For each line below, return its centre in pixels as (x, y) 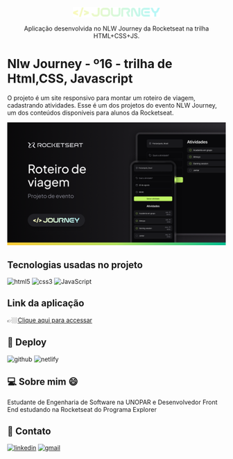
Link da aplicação (46, 303)
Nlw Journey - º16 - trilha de (90, 64)
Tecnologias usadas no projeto (75, 265)
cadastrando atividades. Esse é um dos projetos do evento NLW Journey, (112, 105)
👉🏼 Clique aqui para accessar (50, 320)
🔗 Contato (29, 431)
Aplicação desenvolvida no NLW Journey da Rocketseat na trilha (116, 28)
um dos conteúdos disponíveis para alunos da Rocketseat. (90, 112)
